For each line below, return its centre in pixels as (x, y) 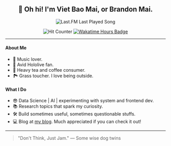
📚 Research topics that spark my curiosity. (58, 106)
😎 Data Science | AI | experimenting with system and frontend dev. (83, 101)
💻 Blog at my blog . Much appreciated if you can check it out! (77, 122)
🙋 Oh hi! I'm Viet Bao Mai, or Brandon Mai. (85, 9)
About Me (16, 48)
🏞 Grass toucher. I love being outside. (53, 76)
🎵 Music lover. (27, 60)
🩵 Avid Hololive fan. (33, 65)
